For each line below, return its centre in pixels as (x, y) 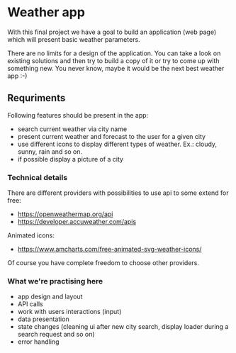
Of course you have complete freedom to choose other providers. (103, 263)
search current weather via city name (72, 129)
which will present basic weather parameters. (74, 39)
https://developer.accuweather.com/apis (77, 222)
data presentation (43, 319)
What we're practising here (55, 281)
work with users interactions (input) (69, 312)
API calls (30, 304)
